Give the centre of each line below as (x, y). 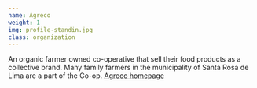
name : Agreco (29, 15)
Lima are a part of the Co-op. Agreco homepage (86, 76)
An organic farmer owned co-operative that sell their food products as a (125, 59)
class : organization (42, 37)
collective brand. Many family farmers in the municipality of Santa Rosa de (128, 68)
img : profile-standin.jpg (50, 30)
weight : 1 (24, 23)
